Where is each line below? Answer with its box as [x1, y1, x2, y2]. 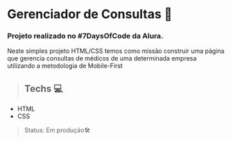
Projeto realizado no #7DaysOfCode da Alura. [7, 31, 164, 41]
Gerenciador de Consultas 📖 [7, 6, 173, 22]
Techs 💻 [24, 83, 64, 95]
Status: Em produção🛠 [24, 126, 91, 134]
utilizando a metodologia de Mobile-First [7, 62, 123, 70]
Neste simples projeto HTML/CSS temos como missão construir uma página [7, 47, 225, 55]
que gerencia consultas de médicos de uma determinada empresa [7, 54, 197, 63]
